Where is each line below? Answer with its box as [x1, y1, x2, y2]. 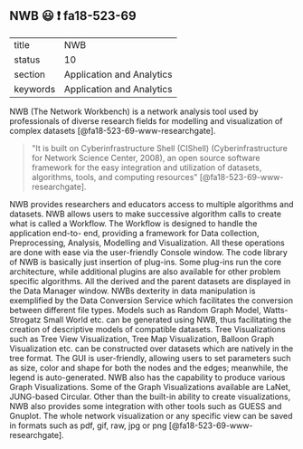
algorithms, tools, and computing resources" [31, 171, 198, 182]
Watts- [262, 304, 289, 315]
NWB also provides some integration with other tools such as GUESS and [9, 400, 282, 411]
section [14, 68, 46, 81]
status [14, 53, 41, 66]
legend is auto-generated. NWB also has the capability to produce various [9, 371, 286, 383]
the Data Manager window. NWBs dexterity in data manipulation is [9, 285, 256, 296]
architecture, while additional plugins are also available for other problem [9, 266, 281, 277]
